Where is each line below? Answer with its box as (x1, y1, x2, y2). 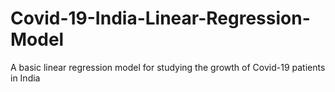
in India (10, 72, 41, 84)
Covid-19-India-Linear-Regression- (10, 7, 311, 30)
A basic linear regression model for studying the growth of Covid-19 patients (10, 61, 326, 73)
